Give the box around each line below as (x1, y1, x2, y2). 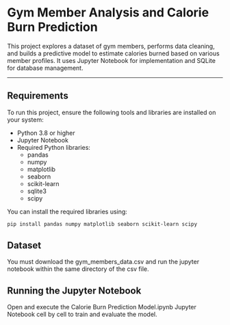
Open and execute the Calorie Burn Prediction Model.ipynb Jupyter (7, 303, 197, 311)
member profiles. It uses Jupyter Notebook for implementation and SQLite (7, 56, 216, 64)
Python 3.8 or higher (16, 129, 75, 137)
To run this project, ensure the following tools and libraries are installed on (7, 108, 216, 116)
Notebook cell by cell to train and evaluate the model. (7, 310, 157, 319)
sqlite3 (27, 187, 47, 195)
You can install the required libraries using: (7, 207, 128, 216)
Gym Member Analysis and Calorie (7, 5, 209, 21)
